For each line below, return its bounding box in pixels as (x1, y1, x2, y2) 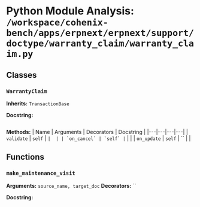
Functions (6, 152, 45, 162)
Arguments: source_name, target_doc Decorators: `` (6, 182, 137, 189)
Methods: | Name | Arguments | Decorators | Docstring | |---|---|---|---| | (6, 128, 189, 135)
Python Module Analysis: (6, 4, 135, 18)
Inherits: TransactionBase (6, 100, 70, 107)
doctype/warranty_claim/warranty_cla (6, 38, 195, 49)
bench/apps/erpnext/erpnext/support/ (6, 28, 195, 39)
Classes (6, 70, 37, 80)
